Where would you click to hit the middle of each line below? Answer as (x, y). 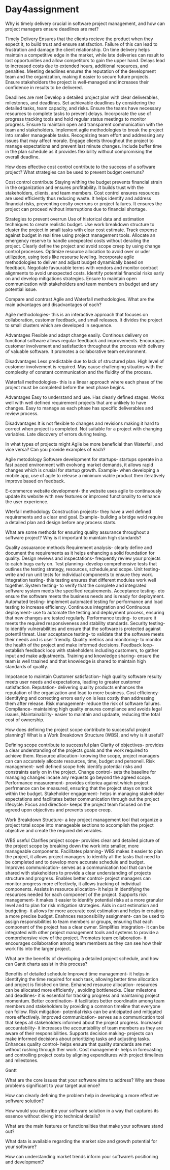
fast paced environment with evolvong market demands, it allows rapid (79, 465)
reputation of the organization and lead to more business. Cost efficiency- (82, 692)
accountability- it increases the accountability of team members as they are (84, 1028)
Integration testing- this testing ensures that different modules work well (81, 580)
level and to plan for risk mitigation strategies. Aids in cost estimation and (82, 905)
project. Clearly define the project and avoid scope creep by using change (83, 246)
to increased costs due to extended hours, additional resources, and (77, 66)
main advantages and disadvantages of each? (53, 305)
